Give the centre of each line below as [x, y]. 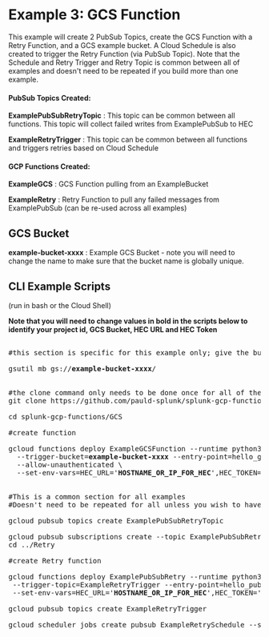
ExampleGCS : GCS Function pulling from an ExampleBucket [108, 184]
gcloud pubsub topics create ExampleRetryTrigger [108, 609]
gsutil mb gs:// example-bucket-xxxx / [82, 369]
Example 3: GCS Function [94, 15]
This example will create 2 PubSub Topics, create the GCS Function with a [130, 37]
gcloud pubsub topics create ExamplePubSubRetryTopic [116, 521]
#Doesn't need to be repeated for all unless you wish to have [135, 505]
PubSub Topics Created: [50, 98]
